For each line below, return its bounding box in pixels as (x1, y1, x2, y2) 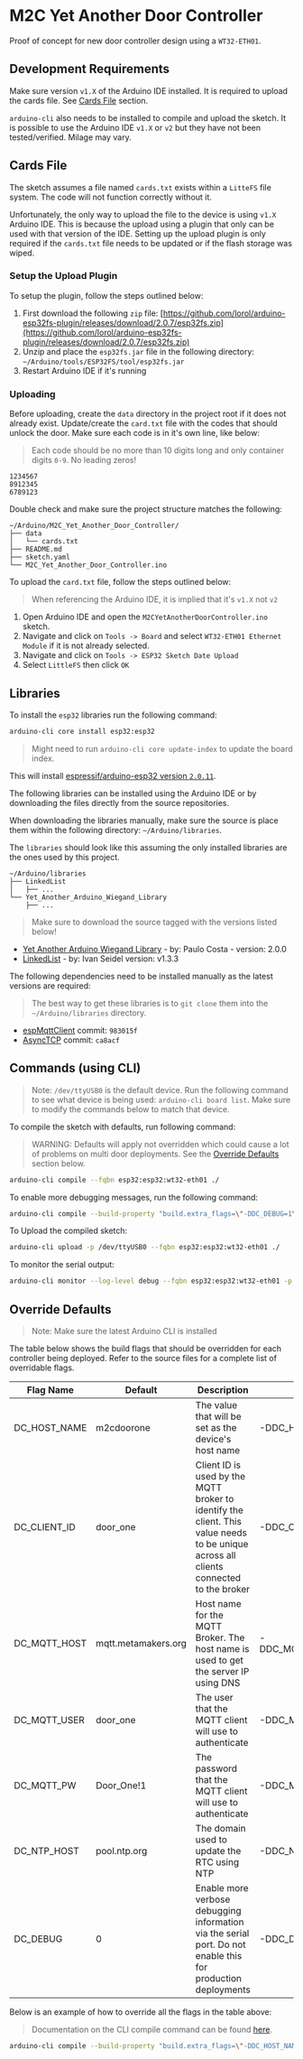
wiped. (9, 247, 35, 258)
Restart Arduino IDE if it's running (22, 365, 147, 376)
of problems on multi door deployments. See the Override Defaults (31, 1148, 280, 1159)
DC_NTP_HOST (14, 1844, 79, 1857)
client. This (195, 1515, 242, 1527)
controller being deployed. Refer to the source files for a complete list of (9, 1352, 278, 1363)
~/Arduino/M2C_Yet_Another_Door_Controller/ (9, 521, 179, 531)
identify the (195, 1504, 243, 1516)
